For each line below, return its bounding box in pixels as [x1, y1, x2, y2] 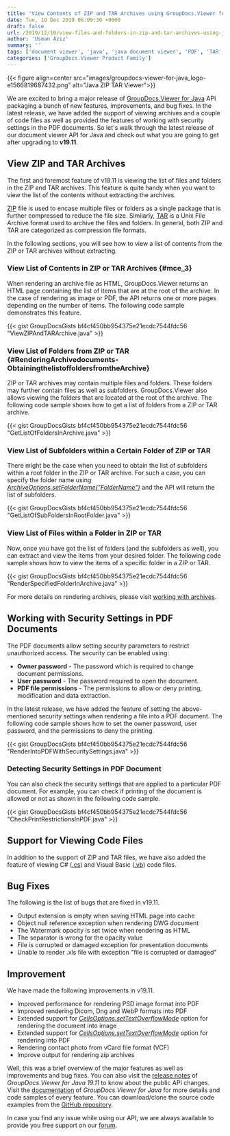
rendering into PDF [16, 1036, 71, 1045]
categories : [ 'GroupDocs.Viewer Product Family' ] [7, 55, 152, 62]
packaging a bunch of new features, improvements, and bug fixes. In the [7, 101, 212, 110]
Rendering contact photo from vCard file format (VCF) [16, 1043, 170, 1052]
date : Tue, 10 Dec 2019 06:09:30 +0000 [7, 16, 121, 23]
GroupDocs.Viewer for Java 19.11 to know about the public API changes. [7, 1079, 210, 1087]
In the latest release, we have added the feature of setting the [7, 705, 181, 713]
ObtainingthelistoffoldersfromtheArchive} [7, 363, 150, 373]
